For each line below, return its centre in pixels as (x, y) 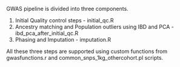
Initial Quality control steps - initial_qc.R (64, 20)
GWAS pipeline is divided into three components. (67, 9)
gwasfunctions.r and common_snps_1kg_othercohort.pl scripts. (85, 58)
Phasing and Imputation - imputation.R (63, 40)
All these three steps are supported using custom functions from (87, 51)
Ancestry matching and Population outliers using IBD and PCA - (94, 27)
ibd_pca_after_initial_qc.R (47, 33)
